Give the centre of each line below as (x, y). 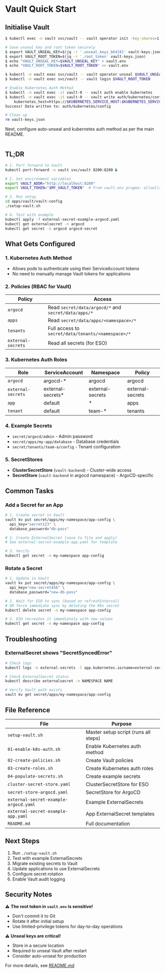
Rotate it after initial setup (38, 921)
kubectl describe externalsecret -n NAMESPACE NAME (59, 681)
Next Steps (22, 841)
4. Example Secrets (29, 425)
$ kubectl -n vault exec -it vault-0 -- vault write (60, 97)
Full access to (64, 328)
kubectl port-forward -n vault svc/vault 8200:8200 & (61, 170)
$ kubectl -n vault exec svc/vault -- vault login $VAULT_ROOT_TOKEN (78, 79)
